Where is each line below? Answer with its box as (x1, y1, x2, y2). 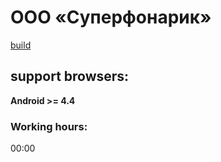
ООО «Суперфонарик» (10, 6, 212, 29)
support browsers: (10, 68, 130, 85)
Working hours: (10, 119, 88, 133)
